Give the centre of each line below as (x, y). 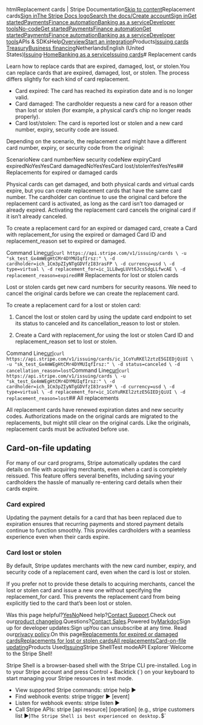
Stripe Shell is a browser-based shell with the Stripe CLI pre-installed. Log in (101, 666)
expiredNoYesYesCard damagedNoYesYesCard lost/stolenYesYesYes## (95, 166)
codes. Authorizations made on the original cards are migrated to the (92, 416)
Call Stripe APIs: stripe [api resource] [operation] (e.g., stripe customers (105, 709)
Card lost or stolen (34, 553)
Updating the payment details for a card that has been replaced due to (94, 518)
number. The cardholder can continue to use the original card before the (97, 197)
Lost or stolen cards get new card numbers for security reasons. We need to (101, 287)
